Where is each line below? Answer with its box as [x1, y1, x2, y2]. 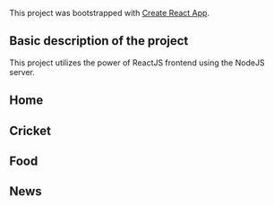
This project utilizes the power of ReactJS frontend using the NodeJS [9, 57, 266, 68]
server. [9, 66, 36, 77]
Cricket [9, 123, 52, 138]
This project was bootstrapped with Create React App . [9, 8, 210, 18]
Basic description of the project [9, 33, 189, 48]
